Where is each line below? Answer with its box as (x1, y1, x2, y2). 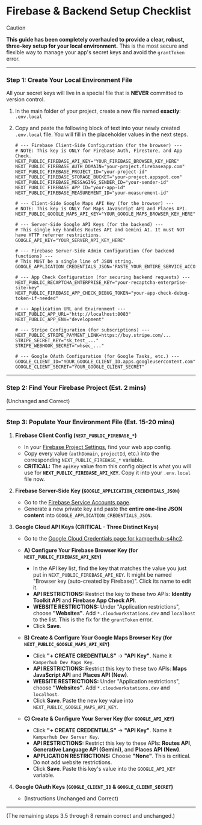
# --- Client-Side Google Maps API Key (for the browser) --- (14, 201, 174, 207)
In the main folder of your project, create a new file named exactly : (14, 107, 182, 115)
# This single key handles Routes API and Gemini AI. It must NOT (14, 227, 185, 233)
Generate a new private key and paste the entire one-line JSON (23, 505, 183, 512)
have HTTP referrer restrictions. (14, 232, 102, 239)
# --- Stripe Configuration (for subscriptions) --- (14, 327, 150, 333)
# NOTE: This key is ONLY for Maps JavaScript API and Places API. (14, 206, 188, 212)
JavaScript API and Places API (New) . (32, 671, 129, 679)
